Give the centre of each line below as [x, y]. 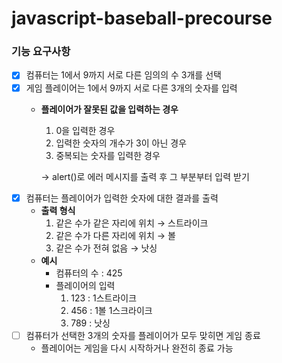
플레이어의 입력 [85, 285]
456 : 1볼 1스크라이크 [111, 310]
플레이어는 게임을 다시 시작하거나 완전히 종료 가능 [137, 348]
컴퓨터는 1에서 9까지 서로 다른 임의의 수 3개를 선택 [123, 75]
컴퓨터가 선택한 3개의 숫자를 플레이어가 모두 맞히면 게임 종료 [143, 335]
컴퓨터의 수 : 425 [89, 273]
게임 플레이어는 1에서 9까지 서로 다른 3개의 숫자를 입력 [131, 88]
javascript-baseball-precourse [142, 18]
